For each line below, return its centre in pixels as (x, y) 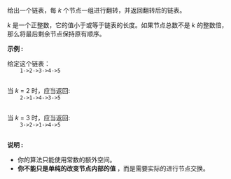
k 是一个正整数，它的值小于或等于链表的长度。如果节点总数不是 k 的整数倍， (118, 25)
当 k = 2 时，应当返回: (39, 91)
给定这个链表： (29, 64)
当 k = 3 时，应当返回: (39, 118)
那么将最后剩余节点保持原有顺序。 (56, 34)
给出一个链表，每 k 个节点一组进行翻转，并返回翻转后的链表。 (97, 10)
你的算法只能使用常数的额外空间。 (66, 160)
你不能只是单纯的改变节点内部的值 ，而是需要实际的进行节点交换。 (113, 169)
